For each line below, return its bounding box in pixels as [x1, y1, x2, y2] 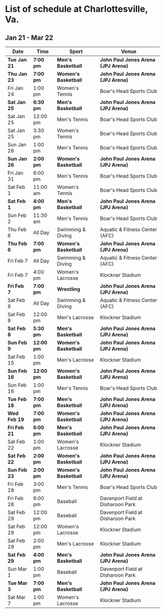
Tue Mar [7, 580, 27, 586]
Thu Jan [7, 70, 27, 77]
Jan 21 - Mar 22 [5, 33, 54, 42]
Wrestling [57, 286, 81, 292]
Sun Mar [7, 566, 27, 572]
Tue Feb [7, 396, 27, 402]
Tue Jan [7, 57, 27, 63]
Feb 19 [7, 416, 25, 423]
